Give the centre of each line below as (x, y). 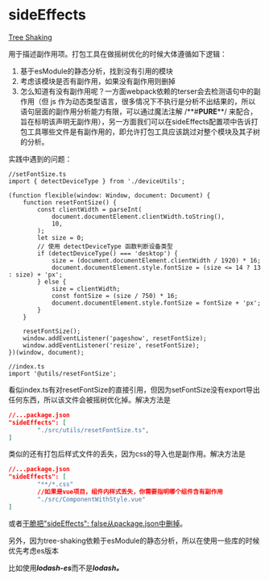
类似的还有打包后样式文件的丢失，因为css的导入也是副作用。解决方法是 (127, 454)
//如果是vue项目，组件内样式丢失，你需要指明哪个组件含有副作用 (130, 492)
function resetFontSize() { (70, 202)
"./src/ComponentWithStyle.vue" (92, 499)
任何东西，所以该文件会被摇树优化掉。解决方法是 (89, 399)
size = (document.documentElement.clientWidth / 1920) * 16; (156, 260)
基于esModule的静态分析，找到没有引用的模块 (96, 71)
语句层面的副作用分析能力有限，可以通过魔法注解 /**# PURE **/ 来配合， (139, 111)
